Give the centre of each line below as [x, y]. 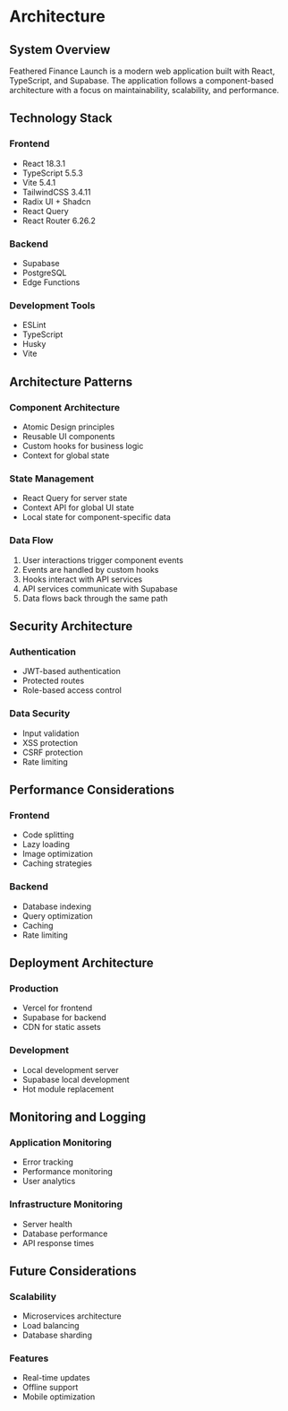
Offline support [50, 1388]
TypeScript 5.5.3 [52, 173]
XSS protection [50, 742]
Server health [47, 1224]
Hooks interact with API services [82, 579]
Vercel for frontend [57, 1008]
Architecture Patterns [71, 381]
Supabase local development [76, 1079]
